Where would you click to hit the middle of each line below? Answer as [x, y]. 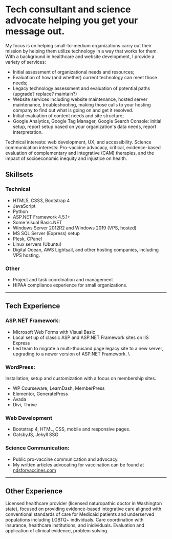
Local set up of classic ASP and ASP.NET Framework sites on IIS [81, 337]
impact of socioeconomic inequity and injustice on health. [66, 158]
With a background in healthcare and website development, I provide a [80, 56]
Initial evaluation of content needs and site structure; [68, 115]
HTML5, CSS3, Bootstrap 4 [41, 200]
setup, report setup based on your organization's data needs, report [84, 127]
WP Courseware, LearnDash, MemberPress [59, 388]
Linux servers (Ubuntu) [37, 244]
